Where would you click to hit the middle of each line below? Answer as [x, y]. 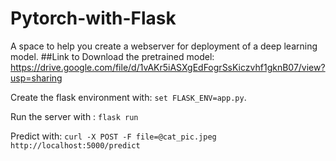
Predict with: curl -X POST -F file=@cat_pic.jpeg [113, 136]
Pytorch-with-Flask [93, 18]
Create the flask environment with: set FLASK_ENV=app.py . [128, 97]
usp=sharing [36, 78]
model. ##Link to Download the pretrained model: [112, 56]
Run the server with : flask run [74, 116]
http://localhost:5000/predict [75, 145]
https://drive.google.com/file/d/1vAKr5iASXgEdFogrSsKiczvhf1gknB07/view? [168, 67]
